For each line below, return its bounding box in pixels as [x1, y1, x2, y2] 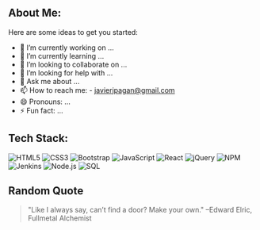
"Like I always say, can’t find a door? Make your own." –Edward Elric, [27, 205, 253, 215]
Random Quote [8, 184, 84, 197]
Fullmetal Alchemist [27, 213, 93, 223]
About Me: [8, 6, 62, 20]
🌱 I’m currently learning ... [19, 51, 105, 60]
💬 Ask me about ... [19, 76, 80, 86]
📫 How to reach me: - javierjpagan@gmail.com [19, 85, 176, 94]
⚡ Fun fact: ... [19, 105, 63, 115]
